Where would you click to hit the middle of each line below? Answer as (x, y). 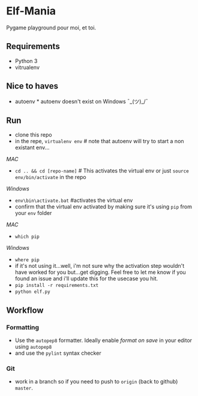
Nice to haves (32, 86)
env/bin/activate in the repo (51, 177)
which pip (27, 237)
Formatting (23, 327)
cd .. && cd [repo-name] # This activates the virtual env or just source (102, 171)
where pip (27, 260)
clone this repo (33, 135)
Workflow (25, 310)
